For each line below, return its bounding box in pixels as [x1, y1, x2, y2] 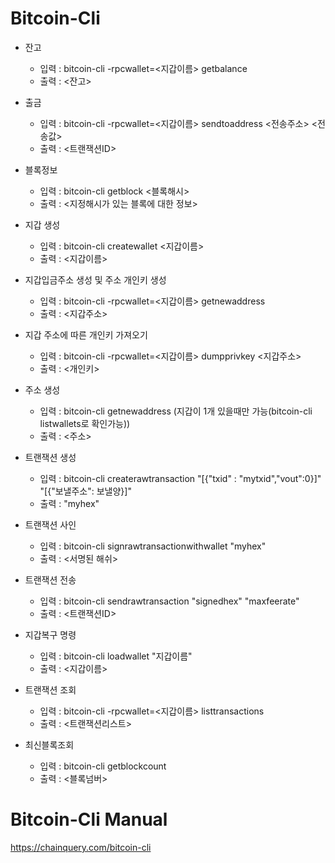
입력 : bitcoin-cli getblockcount [39, 760, 167, 772]
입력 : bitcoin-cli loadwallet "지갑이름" [39, 650, 193, 662]
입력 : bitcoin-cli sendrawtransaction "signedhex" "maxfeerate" [39, 595, 300, 607]
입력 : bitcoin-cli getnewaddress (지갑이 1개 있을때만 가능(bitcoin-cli [39, 405, 313, 417]
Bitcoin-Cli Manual [10, 808, 168, 831]
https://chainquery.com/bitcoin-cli [10, 841, 152, 853]
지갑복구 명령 [24, 628, 77, 641]
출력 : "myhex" [39, 497, 100, 509]
